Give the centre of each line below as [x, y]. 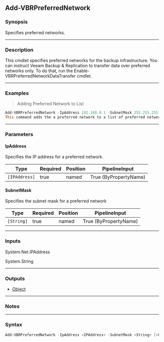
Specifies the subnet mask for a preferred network [56, 201]
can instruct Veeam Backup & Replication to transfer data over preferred [78, 65]
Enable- [82, 71]
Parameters [19, 134]
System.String [19, 261]
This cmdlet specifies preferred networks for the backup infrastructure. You [81, 60]
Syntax [14, 325]
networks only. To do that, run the [39, 71]
